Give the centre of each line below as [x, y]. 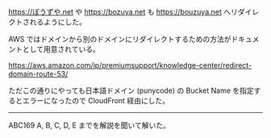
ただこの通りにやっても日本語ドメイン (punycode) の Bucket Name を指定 [131, 90]
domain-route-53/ [38, 74]
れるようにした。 [58, 22]
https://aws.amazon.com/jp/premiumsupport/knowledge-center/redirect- [130, 65]
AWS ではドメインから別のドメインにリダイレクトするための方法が [120, 39]
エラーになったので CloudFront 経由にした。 [96, 100]
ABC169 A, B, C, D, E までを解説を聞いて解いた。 [90, 125]
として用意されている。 [61, 49]
